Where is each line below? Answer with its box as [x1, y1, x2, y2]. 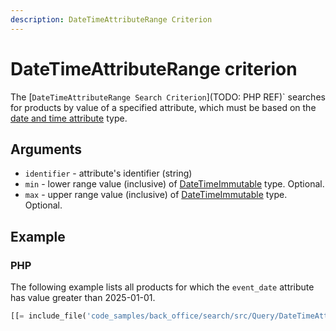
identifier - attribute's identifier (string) [24, 167, 193, 180]
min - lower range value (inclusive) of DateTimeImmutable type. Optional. [24, 178, 325, 190]
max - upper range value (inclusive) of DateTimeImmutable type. [24, 189, 288, 201]
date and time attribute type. [10, 112, 128, 124]
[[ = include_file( [10, 311, 87, 321]
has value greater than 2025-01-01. [10, 292, 156, 304]
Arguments [10, 141, 83, 158]
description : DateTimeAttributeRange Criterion [10, 14, 213, 25]
